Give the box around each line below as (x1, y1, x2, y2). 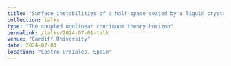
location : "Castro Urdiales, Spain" (7, 49, 112, 56)
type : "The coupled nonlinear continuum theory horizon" (7, 23, 174, 30)
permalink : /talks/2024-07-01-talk (7, 29, 109, 36)
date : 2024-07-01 (7, 42, 57, 49)
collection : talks (7, 16, 60, 23)
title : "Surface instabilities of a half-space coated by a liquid (7, 10, 205, 17)
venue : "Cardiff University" (7, 36, 91, 43)
